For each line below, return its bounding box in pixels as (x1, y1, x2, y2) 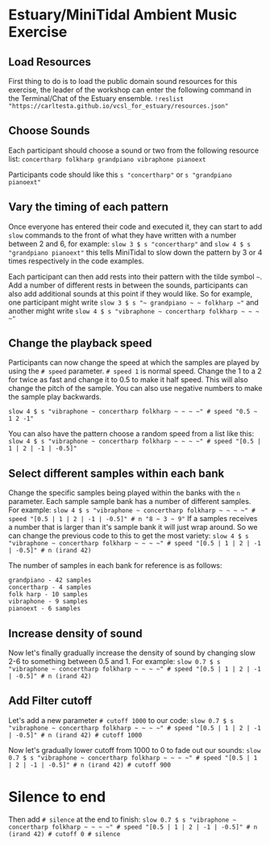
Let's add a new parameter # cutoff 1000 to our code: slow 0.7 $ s (8, 715, 235, 725)
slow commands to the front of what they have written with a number (8, 230, 237, 240)
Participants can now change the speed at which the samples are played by (8, 358, 260, 368)
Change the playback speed (8, 337, 152, 351)
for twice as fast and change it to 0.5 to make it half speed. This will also (8, 375, 248, 385)
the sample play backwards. (8, 392, 102, 401)
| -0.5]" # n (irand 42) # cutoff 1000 (8, 731, 143, 739)
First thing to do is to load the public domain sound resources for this (8, 77, 238, 86)
